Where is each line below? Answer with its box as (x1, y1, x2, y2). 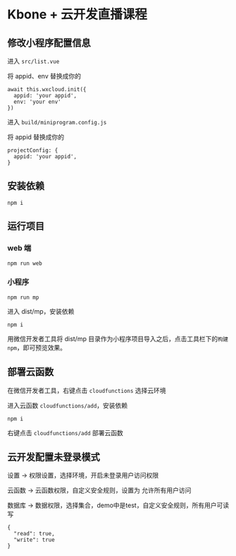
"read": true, (13, 531, 55, 538)
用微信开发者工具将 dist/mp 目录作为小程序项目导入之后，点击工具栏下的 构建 (7, 334, 229, 343)
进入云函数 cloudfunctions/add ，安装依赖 (7, 401, 128, 410)
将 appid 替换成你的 (7, 133, 65, 141)
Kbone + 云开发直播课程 (7, 6, 148, 23)
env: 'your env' (13, 98, 61, 105)
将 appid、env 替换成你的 (7, 72, 81, 80)
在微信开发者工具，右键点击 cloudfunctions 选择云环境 (7, 386, 167, 394)
